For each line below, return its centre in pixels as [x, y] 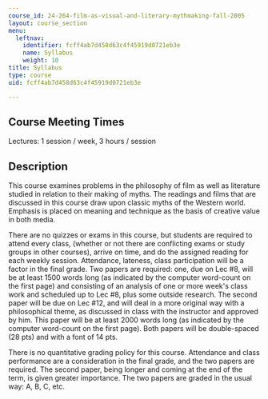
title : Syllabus [35, 68]
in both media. [32, 220]
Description [38, 166]
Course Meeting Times [66, 122]
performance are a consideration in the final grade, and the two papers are [131, 361]
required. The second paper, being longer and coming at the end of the [126, 369]
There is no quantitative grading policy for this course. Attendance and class [134, 353]
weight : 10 [41, 61]
